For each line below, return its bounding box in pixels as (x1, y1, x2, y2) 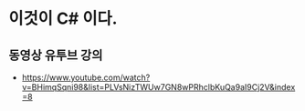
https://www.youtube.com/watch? (21, 72, 151, 83)
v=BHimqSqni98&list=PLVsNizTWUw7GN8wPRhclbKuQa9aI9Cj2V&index (21, 82, 296, 92)
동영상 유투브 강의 (8, 47, 103, 63)
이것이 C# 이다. (8, 8, 118, 29)
